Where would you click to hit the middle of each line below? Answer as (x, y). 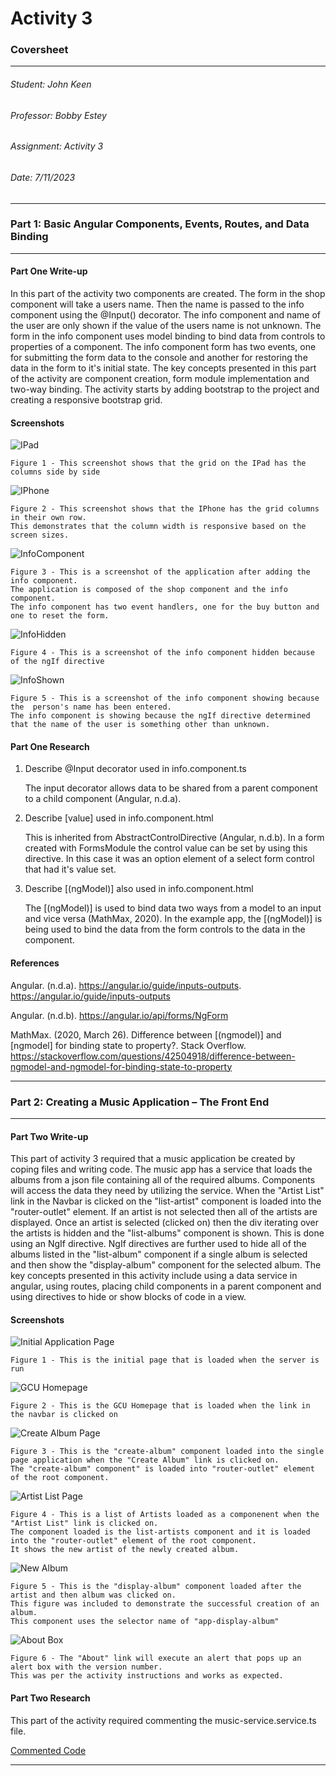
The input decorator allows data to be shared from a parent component (171, 788)
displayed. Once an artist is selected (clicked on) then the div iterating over (165, 1223)
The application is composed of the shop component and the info (149, 590)
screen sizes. (40, 535)
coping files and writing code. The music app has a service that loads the (161, 1169)
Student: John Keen (51, 84)
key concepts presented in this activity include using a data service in (154, 1276)
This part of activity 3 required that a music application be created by (153, 1159)
